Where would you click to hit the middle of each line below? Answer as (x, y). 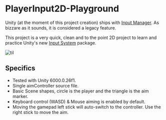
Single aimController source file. (45, 85)
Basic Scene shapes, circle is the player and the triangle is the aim (80, 91)
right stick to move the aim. (40, 112)
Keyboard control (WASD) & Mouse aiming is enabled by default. (79, 101)
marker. (20, 96)
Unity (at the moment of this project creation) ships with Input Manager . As (82, 22)
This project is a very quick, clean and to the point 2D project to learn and (81, 37)
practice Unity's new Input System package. (51, 42)
